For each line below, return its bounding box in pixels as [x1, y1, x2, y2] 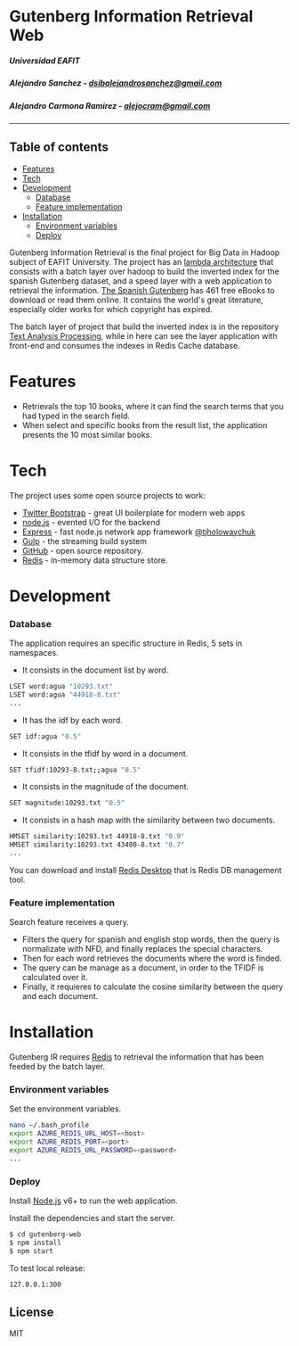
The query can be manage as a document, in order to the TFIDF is [21, 962, 264, 973]
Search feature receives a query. [9, 917, 129, 928]
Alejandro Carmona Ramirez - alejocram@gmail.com [9, 100, 211, 111]
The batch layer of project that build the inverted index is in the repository [9, 321, 279, 332]
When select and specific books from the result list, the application [21, 419, 268, 430]
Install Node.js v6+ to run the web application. [9, 1195, 178, 1206]
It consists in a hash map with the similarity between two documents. [21, 814, 276, 826]
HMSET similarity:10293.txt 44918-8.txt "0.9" [9, 832, 185, 841]
